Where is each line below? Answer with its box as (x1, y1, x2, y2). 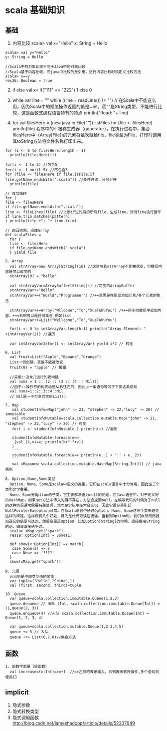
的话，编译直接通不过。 (5, 524, 46, 529)
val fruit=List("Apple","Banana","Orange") (9, 355, 101, 360)
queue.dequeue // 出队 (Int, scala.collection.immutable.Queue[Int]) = (9, 601, 161, 606)
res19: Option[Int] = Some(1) (9, 533, 72, 538)
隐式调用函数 (12, 715, 39, 721)
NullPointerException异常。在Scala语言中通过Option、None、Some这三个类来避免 (5, 508, 160, 513)
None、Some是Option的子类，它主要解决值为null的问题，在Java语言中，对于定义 (9, 492, 156, 497)
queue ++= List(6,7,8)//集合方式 (9, 635, 76, 640)
